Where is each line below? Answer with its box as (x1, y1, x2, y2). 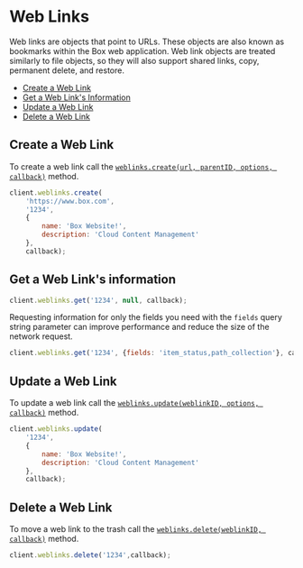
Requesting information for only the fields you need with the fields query (9, 312, 282, 323)
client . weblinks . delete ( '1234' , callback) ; (9, 551, 171, 560)
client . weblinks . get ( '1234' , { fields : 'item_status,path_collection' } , (9, 349, 284, 358)
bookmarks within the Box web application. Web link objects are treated (9, 45, 276, 56)
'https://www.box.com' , (25, 197, 115, 206)
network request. (9, 331, 74, 342)
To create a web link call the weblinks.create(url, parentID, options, (9, 160, 273, 172)
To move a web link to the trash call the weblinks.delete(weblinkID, (9, 524, 262, 535)
